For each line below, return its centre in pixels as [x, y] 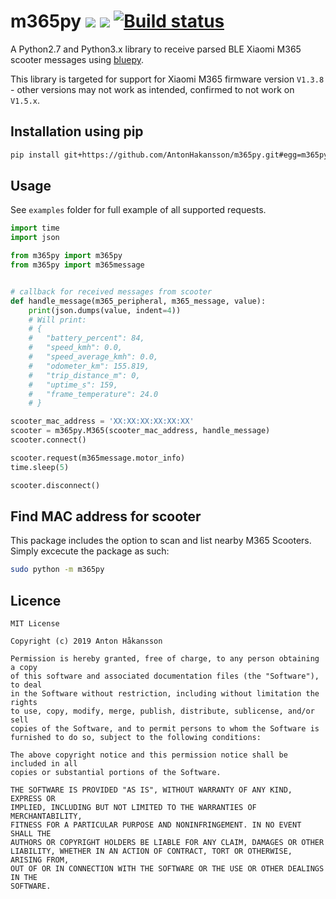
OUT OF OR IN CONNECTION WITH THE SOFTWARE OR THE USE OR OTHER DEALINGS [167, 869]
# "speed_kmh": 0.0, [75, 348]
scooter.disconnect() [55, 485]
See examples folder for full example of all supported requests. [138, 210]
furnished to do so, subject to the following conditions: [136, 738]
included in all [44, 764]
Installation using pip [77, 131]
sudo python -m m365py [57, 570]
